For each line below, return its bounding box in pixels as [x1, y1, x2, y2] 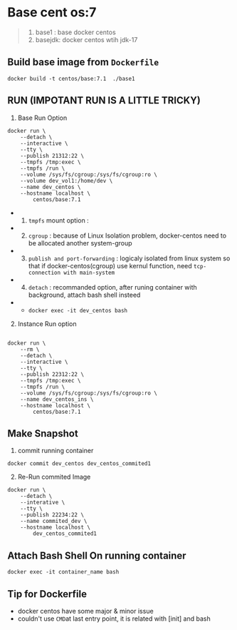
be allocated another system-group [28, 238, 132, 247]
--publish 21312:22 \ [20, 152, 84, 159]
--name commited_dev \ [20, 518, 88, 525]
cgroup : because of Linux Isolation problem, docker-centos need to [28, 231, 226, 240]
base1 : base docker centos [35, 28, 116, 36]
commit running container [17, 447, 94, 455]
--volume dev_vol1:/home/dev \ [20, 177, 113, 184]
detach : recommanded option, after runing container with [28, 283, 197, 291]
